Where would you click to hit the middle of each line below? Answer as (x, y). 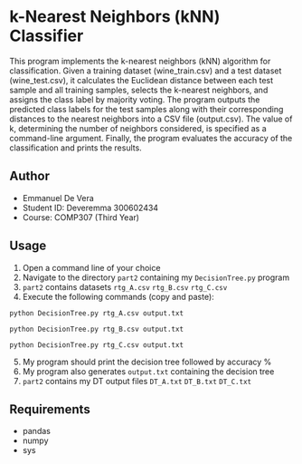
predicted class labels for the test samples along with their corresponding (146, 109)
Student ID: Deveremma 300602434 (90, 208)
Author (29, 176)
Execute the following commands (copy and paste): (118, 296)
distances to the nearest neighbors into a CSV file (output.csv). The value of (151, 119)
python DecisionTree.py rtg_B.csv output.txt (96, 329)
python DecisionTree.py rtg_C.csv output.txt (96, 345)
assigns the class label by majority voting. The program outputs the (135, 99)
